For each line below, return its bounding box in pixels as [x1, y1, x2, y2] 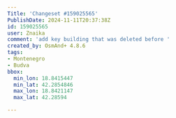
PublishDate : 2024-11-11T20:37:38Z [7, 17, 111, 24]
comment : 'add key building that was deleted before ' [7, 36, 170, 43]
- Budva [7, 62, 30, 69]
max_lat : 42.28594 [13, 94, 68, 101]
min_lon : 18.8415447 [13, 74, 73, 82]
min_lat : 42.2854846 [13, 81, 73, 88]
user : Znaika [7, 29, 45, 37]
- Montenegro [7, 56, 45, 62]
